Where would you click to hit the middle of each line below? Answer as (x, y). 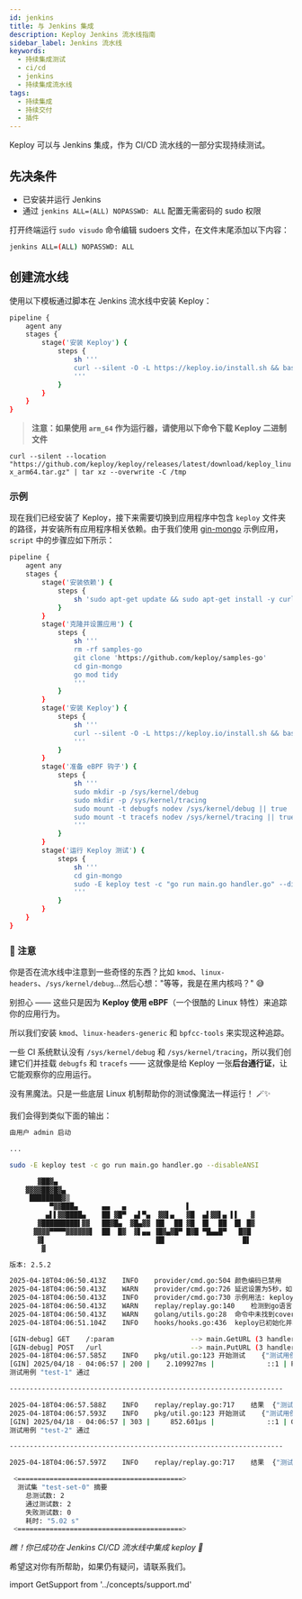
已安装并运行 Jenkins (62, 199)
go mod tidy (96, 675)
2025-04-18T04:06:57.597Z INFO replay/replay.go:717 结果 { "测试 (151, 1463)
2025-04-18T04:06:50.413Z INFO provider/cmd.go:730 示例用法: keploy (151, 1298)
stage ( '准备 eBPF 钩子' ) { (89, 767)
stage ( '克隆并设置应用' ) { (87, 624)
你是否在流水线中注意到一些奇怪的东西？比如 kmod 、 (105, 972)
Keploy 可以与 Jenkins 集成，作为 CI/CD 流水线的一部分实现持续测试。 (140, 145)
